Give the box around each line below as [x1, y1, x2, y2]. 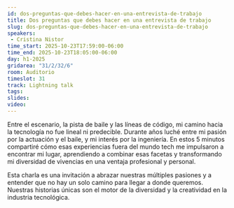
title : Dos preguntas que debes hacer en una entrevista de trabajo [7, 17, 212, 24]
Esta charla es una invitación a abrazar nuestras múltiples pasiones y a [7, 170, 212, 179]
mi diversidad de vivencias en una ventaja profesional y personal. [7, 157, 196, 165]
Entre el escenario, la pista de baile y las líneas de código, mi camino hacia [7, 120, 223, 128]
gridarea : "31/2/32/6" [7, 62, 74, 69]
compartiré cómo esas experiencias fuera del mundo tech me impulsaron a [7, 142, 224, 151]
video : [7, 101, 27, 108]
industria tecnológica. [7, 193, 70, 201]
